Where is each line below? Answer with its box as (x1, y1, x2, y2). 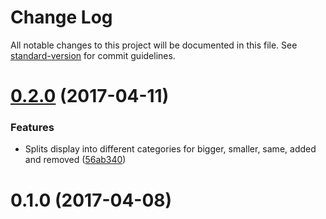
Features (10, 121, 55, 135)
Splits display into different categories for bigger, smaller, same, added (24, 143, 317, 155)
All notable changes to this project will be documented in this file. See (10, 39, 298, 51)
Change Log (10, 6, 113, 29)
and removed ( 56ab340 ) (24, 154, 127, 166)
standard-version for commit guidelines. (10, 49, 176, 61)
